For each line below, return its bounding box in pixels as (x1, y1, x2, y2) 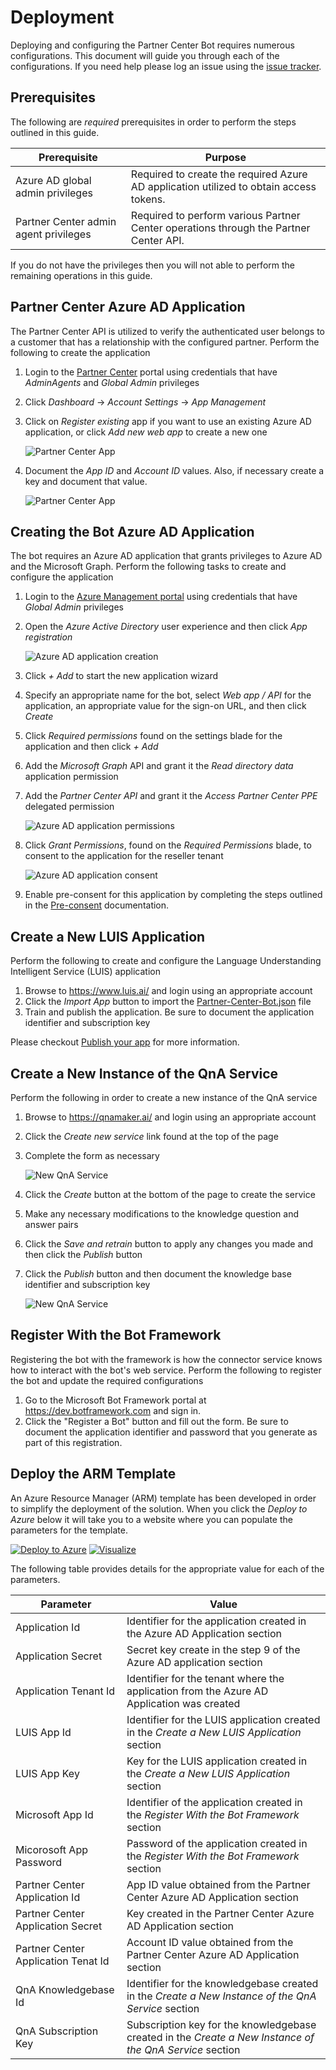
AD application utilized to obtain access (130, 179, 317, 193)
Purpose (204, 150, 247, 164)
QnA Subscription (15, 2024, 99, 2038)
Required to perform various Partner (130, 208, 301, 222)
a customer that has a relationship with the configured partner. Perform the (10, 336, 320, 348)
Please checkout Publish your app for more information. (10, 1036, 240, 1048)
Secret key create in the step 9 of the (126, 1642, 301, 1656)
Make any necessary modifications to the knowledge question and (24, 1208, 299, 1220)
